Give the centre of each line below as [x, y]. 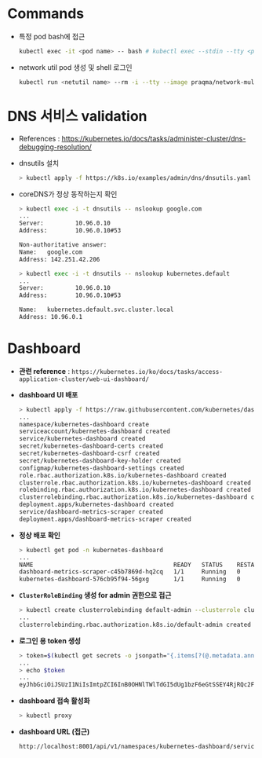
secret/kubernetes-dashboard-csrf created [89, 454]
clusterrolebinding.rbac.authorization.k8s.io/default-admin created [135, 624]
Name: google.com [51, 252]
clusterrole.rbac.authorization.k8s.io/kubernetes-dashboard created [135, 483]
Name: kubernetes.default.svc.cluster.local [96, 310]
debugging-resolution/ [55, 147]
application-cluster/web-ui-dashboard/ [84, 379]
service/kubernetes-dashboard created [82, 439]
